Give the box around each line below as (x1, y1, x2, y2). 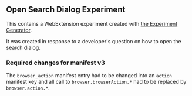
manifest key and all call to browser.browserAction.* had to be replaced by (6, 78, 187, 85)
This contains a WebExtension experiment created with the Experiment (6, 20, 178, 27)
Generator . (6, 26, 32, 33)
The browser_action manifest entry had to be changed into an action (6, 72, 172, 79)
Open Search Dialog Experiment (6, 5, 126, 15)
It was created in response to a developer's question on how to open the (6, 37, 181, 44)
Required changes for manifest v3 (6, 59, 106, 67)
